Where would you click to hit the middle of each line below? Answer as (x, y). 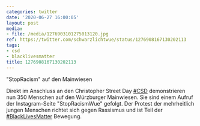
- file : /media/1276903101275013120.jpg (58, 34)
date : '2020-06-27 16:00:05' (43, 17)
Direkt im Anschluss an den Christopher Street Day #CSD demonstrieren (96, 91)
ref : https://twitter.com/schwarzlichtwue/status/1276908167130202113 (96, 40)
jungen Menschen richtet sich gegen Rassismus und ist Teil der (85, 110)
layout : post (23, 23)
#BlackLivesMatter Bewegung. (44, 116)
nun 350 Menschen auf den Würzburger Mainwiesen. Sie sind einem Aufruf (100, 97)
